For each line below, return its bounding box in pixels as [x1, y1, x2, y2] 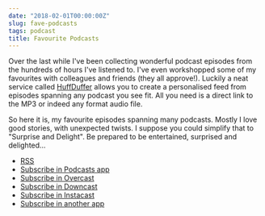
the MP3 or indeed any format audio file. [8, 99, 143, 109]
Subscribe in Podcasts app [19, 164, 111, 174]
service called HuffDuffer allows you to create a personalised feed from [8, 82, 246, 92]
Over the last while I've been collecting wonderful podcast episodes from [8, 56, 253, 66]
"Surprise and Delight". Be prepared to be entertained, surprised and [8, 132, 238, 142]
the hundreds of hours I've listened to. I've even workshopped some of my [8, 65, 257, 75]
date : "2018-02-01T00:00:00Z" [8, 11, 111, 20]
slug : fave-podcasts [8, 19, 78, 27]
